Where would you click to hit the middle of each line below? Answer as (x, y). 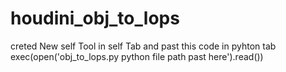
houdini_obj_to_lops (95, 18)
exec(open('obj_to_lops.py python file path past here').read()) (137, 56)
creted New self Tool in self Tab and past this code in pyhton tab (143, 46)
